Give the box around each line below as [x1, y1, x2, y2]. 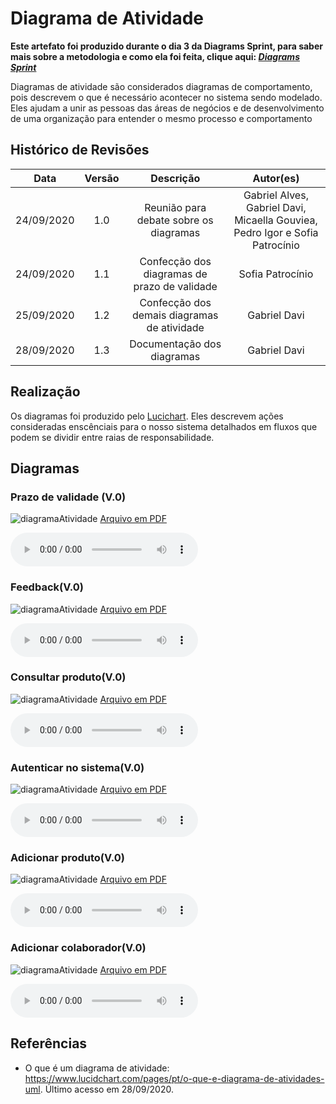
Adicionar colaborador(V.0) [10, 941, 147, 955]
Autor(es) [252, 171, 300, 185]
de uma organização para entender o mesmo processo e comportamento [10, 112, 313, 124]
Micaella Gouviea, [234, 213, 318, 227]
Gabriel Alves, [243, 188, 309, 202]
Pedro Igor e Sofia [233, 225, 319, 239]
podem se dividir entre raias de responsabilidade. [10, 431, 215, 443]
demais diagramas [131, 308, 219, 322]
